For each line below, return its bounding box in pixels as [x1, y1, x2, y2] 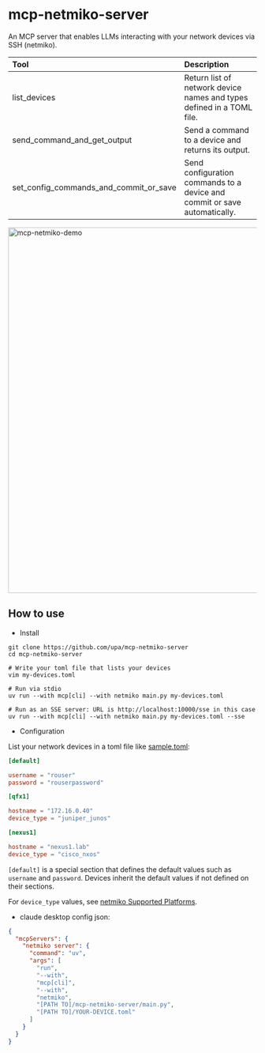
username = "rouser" [8, 771, 77, 779]
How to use [8, 607, 65, 621]
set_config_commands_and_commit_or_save [12, 182, 177, 193]
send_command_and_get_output [12, 134, 132, 145]
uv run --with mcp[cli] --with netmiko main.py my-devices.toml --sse [8, 712, 245, 720]
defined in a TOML [184, 101, 253, 112]
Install [19, 628, 39, 637]
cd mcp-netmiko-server [8, 650, 83, 658]
